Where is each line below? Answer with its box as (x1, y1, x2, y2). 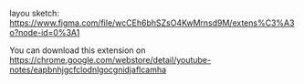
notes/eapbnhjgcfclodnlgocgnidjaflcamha (9, 64, 167, 75)
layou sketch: (9, 8, 59, 18)
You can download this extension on (9, 45, 146, 56)
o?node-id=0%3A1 (9, 27, 80, 37)
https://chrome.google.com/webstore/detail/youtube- (9, 55, 212, 65)
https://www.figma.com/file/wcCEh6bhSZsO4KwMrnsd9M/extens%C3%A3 (9, 17, 295, 28)
